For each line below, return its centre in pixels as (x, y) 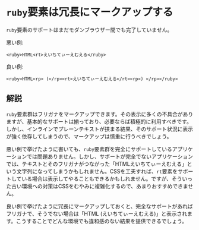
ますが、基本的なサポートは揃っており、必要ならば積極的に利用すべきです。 (99, 121)
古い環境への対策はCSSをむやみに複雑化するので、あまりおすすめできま (99, 186)
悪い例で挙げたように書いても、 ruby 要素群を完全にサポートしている (89, 149)
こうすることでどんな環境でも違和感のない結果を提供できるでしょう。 (102, 221)
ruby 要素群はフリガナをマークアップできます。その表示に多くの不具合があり (100, 114)
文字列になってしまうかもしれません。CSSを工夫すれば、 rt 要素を (97, 171)
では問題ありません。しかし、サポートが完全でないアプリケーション (110, 156)
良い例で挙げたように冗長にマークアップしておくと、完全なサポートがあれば (99, 206)
